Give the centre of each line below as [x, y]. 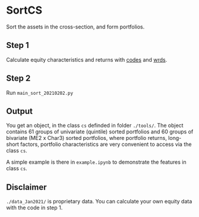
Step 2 [18, 79]
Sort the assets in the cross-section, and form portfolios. [75, 27]
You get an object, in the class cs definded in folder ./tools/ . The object [95, 126]
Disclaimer [26, 187]
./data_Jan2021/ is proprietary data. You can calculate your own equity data [99, 202]
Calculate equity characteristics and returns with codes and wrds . [87, 59]
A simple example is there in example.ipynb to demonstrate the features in [96, 162]
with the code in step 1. [34, 208]
